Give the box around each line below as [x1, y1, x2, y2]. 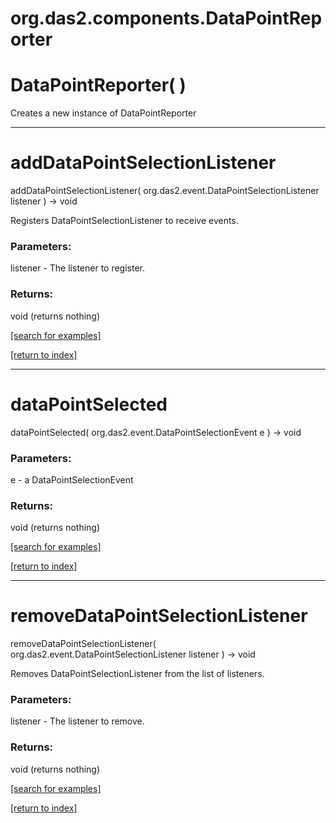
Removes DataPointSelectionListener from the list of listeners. [10, 668, 265, 680]
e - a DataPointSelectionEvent [10, 473, 134, 486]
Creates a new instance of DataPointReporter [10, 107, 197, 119]
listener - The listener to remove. [10, 715, 145, 727]
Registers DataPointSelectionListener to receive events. [10, 215, 239, 227]
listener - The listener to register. [10, 262, 146, 274]
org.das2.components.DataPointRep [10, 7, 323, 30]
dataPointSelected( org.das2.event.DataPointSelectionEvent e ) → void [10, 426, 302, 438]
